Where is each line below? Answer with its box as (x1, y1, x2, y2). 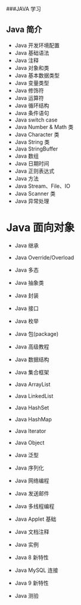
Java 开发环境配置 (14, 42, 60, 49)
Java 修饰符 (14, 87, 45, 94)
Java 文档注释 (14, 528, 49, 535)
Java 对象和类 (14, 64, 49, 71)
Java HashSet (14, 404, 49, 411)
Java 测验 (14, 592, 39, 599)
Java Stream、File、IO (14, 182, 70, 190)
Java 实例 (14, 541, 39, 548)
